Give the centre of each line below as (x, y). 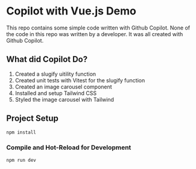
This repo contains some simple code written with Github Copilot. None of (98, 28)
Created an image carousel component (64, 87)
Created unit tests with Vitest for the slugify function (80, 80)
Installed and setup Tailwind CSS (56, 93)
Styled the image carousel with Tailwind (65, 99)
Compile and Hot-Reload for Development (69, 147)
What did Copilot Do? (47, 59)
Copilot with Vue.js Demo (71, 11)
